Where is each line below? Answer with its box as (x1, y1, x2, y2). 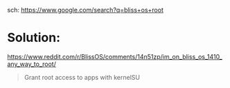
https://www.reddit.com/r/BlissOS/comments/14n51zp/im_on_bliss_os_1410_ (7, 52, 223, 60)
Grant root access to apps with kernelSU (24, 73, 141, 81)
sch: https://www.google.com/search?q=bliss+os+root (7, 6, 164, 14)
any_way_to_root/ (7, 60, 57, 68)
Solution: (7, 30, 61, 45)
